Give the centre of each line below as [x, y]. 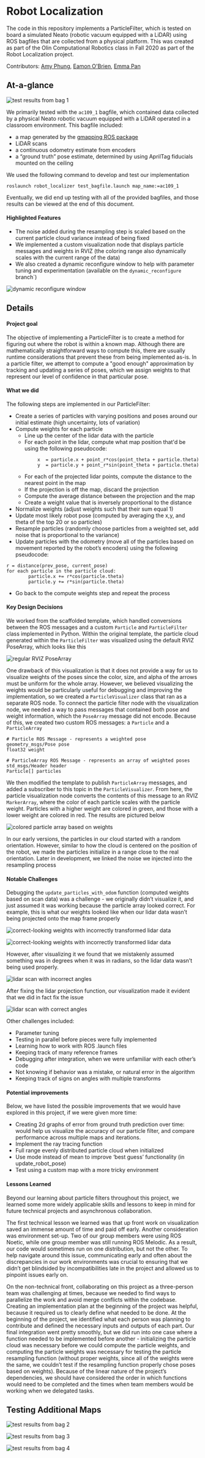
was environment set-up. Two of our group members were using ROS [94, 1236]
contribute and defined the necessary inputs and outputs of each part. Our [100, 1325]
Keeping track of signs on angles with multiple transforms [88, 1078]
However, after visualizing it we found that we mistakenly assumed [90, 954]
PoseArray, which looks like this [47, 647]
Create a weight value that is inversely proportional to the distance [108, 502]
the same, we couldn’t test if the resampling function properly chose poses [101, 1364]
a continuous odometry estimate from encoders [75, 150]
